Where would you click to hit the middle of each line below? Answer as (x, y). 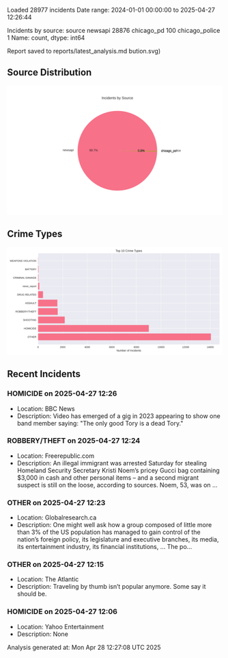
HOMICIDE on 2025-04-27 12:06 (62, 611)
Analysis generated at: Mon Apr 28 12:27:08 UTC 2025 (84, 647)
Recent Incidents (44, 374)
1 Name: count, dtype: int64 (46, 38)
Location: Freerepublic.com (56, 456)
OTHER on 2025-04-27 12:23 (56, 502)
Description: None (42, 634)
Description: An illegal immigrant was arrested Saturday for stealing (112, 463)
